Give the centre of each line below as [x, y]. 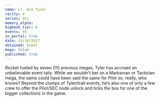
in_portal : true [21, 37]
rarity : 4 [15, 14]
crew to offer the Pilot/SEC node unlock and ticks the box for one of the [76, 88]
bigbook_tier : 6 [21, 27]
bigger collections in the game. [36, 93]
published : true [21, 54]
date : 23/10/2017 [22, 41]
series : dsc [17, 18]
